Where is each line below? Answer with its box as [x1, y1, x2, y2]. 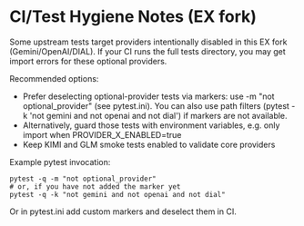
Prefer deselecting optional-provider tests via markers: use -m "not [22, 91, 275, 102]
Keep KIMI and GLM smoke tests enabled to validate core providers [22, 139, 276, 150]
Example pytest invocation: [9, 156, 111, 167]
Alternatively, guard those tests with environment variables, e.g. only [22, 120, 280, 131]
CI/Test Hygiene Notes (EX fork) [9, 6, 258, 27]
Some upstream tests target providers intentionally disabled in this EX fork [9, 36, 288, 47]
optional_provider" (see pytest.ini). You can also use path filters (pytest [22, 100, 289, 111]
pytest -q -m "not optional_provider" [9, 174, 157, 183]
